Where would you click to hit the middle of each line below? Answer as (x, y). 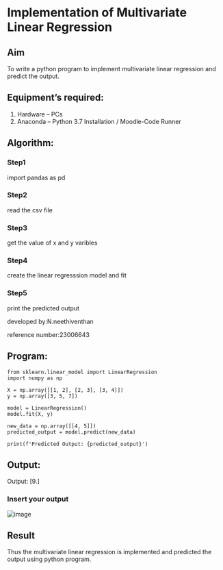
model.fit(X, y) (30, 414)
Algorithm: (30, 143)
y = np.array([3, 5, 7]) (42, 396)
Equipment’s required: (55, 98)
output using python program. (49, 559)
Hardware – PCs (40, 114)
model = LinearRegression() (47, 408)
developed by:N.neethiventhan (50, 321)
